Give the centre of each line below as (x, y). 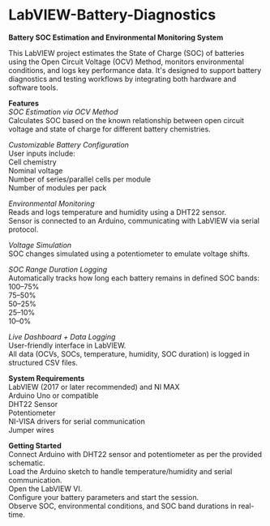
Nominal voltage (36, 170)
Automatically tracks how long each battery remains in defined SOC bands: (134, 278)
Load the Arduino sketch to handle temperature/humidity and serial (120, 471)
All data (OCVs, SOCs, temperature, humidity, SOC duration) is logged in (129, 353)
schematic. (27, 463)
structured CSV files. (43, 362)
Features (24, 103)
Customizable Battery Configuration (69, 144)
